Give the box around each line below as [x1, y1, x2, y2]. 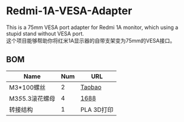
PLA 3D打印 [80, 105, 114, 114]
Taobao [80, 83, 102, 91]
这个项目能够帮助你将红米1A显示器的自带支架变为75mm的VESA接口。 [6, 37, 176, 44]
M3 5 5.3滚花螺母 [9, 94, 56, 102]
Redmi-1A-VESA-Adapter [6, 4, 133, 18]
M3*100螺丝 [9, 83, 46, 91]
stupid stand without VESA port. [6, 30, 85, 37]
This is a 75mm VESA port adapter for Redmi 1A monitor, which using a [6, 24, 179, 31]
